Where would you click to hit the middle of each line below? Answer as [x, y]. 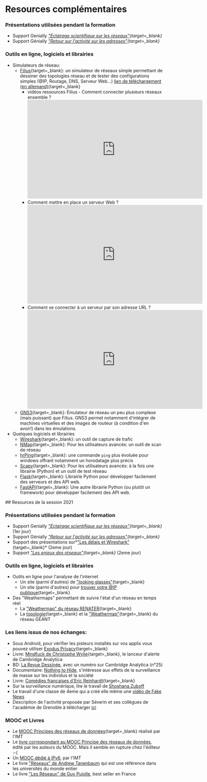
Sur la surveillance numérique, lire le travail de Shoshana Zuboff [78, 686]
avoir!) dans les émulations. [48, 428]
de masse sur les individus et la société [53, 675]
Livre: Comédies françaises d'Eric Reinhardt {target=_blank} [74, 681]
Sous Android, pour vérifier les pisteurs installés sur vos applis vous [82, 643]
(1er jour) [22, 532]
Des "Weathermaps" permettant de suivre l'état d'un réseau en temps [84, 598]
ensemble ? [39, 97]
